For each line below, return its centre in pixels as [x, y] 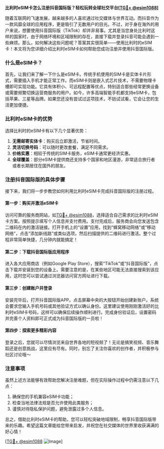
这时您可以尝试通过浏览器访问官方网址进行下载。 [63, 276]
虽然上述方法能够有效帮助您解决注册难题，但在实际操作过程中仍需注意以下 [80, 380]
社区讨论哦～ [18, 354]
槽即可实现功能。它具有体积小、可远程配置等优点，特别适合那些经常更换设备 [82, 87]
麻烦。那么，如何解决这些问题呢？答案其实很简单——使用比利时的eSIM [81, 43]
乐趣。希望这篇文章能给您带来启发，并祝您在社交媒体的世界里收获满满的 [86, 425]
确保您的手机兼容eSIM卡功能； [43, 396]
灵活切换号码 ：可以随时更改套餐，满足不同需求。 [61, 147]
